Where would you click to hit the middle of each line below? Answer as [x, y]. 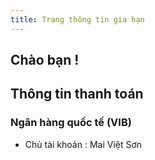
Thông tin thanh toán [77, 94]
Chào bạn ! [45, 60]
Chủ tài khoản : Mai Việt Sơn [83, 144]
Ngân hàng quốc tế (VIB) [71, 123]
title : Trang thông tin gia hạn [77, 19]
